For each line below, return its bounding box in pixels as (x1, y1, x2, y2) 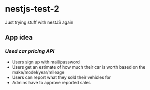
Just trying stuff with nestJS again (5, 19, 74, 25)
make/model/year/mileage (12, 69, 64, 75)
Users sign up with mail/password (12, 59, 80, 65)
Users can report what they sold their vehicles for (12, 74, 111, 80)
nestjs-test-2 (5, 3, 60, 15)
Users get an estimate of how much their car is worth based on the (12, 64, 146, 70)
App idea (5, 33, 33, 42)
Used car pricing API (5, 48, 55, 55)
